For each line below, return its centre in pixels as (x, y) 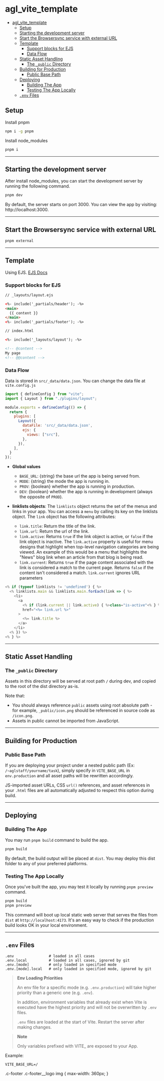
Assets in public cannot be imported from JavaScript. (66, 721)
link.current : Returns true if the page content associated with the (86, 562)
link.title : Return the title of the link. (58, 526)
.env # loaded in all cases (50, 956)
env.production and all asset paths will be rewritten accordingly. (70, 776)
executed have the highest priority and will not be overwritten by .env (87, 1007)
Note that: (15, 696)
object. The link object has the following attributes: (64, 517)
